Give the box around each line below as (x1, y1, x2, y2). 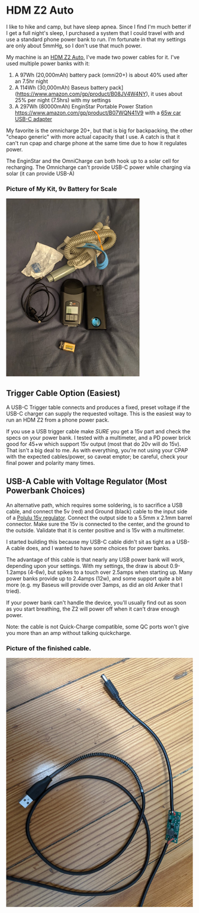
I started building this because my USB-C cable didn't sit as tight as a (6, 538, 176, 545)
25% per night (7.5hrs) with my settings (14, 96, 111, 104)
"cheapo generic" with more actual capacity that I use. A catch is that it (6, 133, 180, 140)
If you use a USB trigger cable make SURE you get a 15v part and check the (6, 428, 191, 435)
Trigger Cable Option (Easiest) (6, 388, 120, 398)
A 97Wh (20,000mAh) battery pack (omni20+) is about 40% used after (14, 71, 188, 78)
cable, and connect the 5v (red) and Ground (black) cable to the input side (6, 507, 188, 515)
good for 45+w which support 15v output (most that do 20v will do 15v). (6, 440, 181, 448)
